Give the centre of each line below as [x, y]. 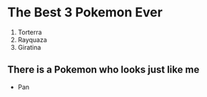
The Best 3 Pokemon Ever [85, 12]
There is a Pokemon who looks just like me [103, 70]
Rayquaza [32, 39]
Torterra [30, 32]
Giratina [29, 47]
